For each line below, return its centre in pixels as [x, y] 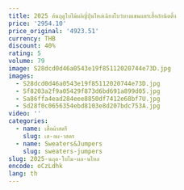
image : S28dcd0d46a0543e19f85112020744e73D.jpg [90, 69]
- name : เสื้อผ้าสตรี [42, 129]
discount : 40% [32, 46]
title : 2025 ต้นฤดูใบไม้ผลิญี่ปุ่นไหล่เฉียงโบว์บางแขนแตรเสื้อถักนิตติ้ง [92, 16]
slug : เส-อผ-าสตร [49, 136]
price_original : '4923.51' [54, 31]
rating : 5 [25, 53]
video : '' [25, 114]
